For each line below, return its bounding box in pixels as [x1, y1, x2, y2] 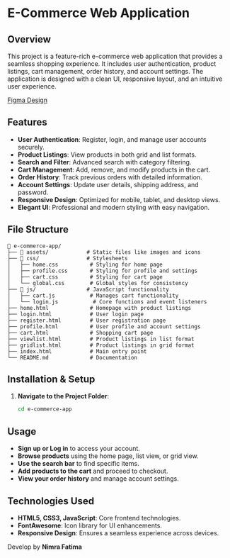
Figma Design [7, 96, 48, 104]
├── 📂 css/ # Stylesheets [7, 255, 129, 262]
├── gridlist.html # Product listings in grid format [7, 342, 195, 349]
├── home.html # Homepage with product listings [7, 304, 192, 311]
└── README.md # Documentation [7, 354, 138, 361]
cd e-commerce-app [17, 406, 72, 413]
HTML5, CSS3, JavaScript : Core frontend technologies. [17, 513, 181, 522]
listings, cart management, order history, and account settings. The [7, 67, 204, 75]
